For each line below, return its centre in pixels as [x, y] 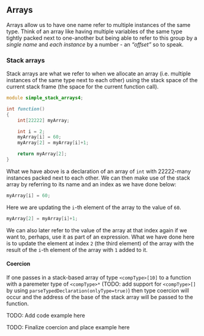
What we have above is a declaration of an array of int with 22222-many [99, 171]
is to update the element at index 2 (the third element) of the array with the [100, 243]
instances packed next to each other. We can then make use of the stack [98, 178]
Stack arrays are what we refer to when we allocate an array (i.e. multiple [99, 74]
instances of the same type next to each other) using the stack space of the [102, 80]
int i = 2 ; [31, 131]
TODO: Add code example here [46, 315]
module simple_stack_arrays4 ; [45, 98]
